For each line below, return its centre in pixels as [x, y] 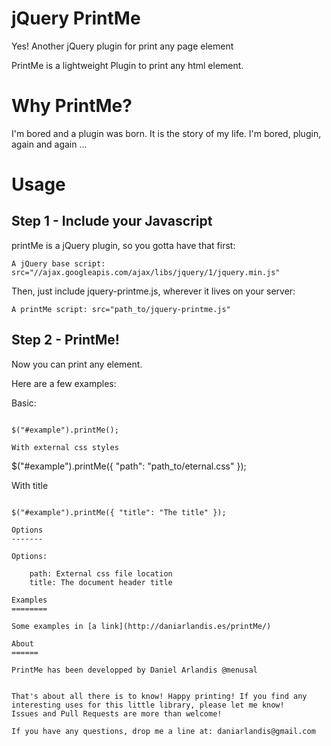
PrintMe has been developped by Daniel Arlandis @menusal [134, 670]
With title [30, 485]
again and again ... [49, 144]
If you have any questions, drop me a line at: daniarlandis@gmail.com [163, 731]
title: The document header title [101, 582]
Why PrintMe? [72, 106]
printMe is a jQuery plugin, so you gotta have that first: [123, 245]
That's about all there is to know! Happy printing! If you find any [159, 696]
